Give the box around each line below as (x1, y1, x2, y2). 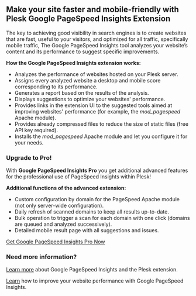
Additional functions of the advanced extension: (6, 184, 126, 192)
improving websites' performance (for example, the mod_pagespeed (14, 108, 181, 115)
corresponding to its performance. (14, 83, 98, 90)
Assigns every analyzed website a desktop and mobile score (14, 77, 161, 84)
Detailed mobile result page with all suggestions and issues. (14, 227, 159, 234)
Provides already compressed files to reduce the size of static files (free (14, 120, 189, 128)
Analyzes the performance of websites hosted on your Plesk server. (14, 70, 178, 78)
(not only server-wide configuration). (14, 202, 104, 209)
